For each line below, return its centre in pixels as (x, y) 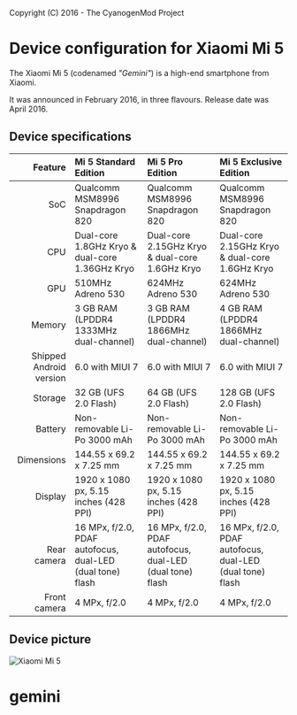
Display (50, 496)
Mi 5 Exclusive (251, 161)
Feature (49, 167)
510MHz (93, 282)
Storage (49, 397)
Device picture (50, 639)
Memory (48, 325)
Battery (51, 428)
